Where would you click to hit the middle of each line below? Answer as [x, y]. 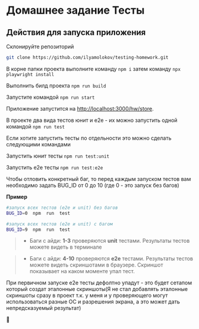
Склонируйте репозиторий [40, 46]
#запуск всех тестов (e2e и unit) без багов [62, 208]
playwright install [30, 74]
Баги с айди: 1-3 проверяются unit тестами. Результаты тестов [110, 241]
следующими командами [39, 144]
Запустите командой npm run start [50, 97]
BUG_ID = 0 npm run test [38, 213]
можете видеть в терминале [66, 247]
